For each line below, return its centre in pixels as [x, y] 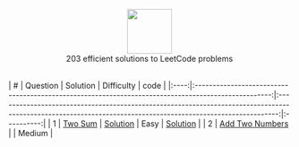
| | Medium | [31, 133]
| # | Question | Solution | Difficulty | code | [87, 86]
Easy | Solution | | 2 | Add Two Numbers [215, 124]
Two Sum [80, 124]
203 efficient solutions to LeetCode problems [149, 59]
